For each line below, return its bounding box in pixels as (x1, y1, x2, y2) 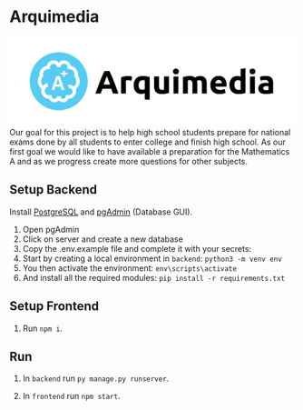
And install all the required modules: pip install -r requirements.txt (22, 272, 286, 283)
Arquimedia (9, 6, 100, 27)
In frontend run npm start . (22, 391, 121, 402)
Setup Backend (9, 182, 98, 197)
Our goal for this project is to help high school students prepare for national (9, 126, 291, 137)
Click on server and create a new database (22, 234, 183, 245)
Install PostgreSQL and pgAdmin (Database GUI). (9, 206, 193, 217)
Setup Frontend (9, 298, 100, 315)
